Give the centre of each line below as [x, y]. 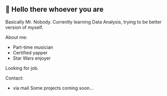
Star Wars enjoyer [32, 58]
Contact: [15, 78]
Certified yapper [30, 52]
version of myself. [24, 27]
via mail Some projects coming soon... [53, 88]
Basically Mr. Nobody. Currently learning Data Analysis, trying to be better [83, 22]
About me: [16, 37]
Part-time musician [33, 47]
